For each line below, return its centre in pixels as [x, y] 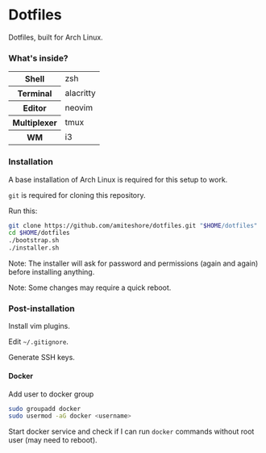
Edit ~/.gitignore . [38, 342]
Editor [35, 108]
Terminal [35, 94]
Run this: [23, 211]
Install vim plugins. [39, 326]
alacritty [81, 93]
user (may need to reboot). [53, 440]
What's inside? [38, 58]
